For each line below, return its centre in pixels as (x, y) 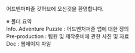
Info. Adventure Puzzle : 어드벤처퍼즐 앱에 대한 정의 (68, 29)
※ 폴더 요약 (19, 21)
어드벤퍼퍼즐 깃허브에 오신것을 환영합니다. (55, 9)
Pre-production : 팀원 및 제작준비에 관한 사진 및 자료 (68, 36)
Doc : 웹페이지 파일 (29, 44)
